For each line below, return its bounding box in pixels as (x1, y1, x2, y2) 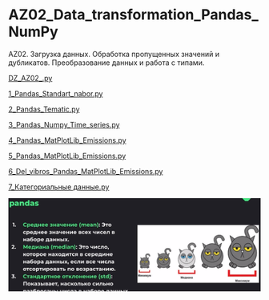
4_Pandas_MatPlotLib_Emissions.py (8, 135, 126, 145)
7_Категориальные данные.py (8, 182, 110, 192)
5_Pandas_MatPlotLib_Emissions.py (8, 151, 126, 160)
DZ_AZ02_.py (8, 73, 53, 83)
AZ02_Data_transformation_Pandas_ (8, 6, 259, 24)
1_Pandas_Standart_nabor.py (8, 88, 103, 98)
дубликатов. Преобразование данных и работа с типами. (8, 58, 205, 67)
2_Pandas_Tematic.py (8, 104, 80, 114)
